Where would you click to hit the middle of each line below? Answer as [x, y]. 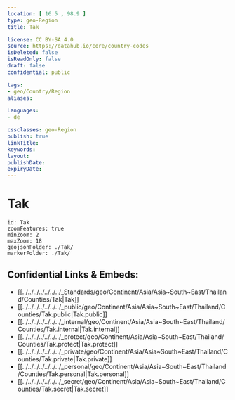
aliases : [20, 98]
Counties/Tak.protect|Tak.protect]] [67, 344]
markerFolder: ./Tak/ [39, 254]
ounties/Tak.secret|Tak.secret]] [63, 389]
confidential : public [39, 72]
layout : [19, 156]
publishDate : [26, 162]
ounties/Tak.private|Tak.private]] [65, 359]
